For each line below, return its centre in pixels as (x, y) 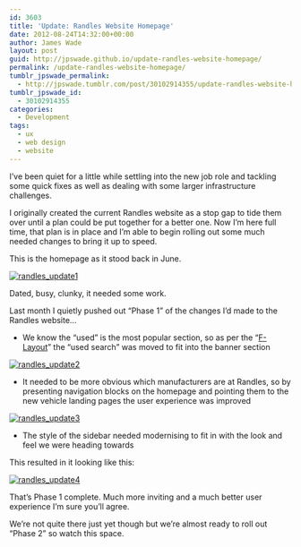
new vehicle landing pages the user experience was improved (137, 400)
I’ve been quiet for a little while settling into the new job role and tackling (143, 176)
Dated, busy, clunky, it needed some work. (88, 293)
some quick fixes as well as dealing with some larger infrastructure (133, 185)
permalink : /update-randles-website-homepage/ (98, 68)
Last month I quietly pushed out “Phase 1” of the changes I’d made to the (143, 311)
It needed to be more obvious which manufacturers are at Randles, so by (156, 381)
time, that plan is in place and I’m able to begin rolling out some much (138, 231)
